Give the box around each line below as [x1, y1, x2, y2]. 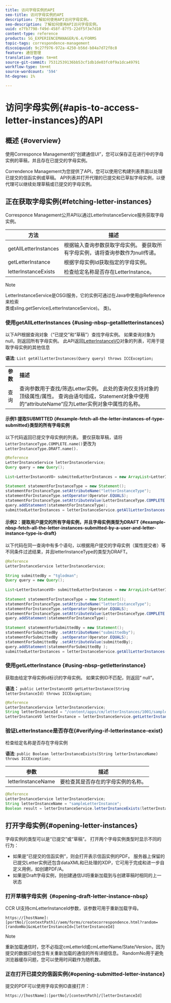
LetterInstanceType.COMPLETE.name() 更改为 [5, 441, 97, 447]
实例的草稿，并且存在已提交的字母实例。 [5, 157, 90, 163]
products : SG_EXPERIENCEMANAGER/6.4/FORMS [5, 36, 97, 41]
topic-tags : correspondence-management [5, 41, 90, 46]
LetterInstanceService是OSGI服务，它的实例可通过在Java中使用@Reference [5, 292, 165, 298]
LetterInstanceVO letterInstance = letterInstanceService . [5, 714, 133, 719]
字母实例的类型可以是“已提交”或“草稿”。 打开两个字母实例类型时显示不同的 [5, 836, 162, 842]
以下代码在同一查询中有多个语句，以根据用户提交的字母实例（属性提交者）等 [5, 542, 166, 548]
